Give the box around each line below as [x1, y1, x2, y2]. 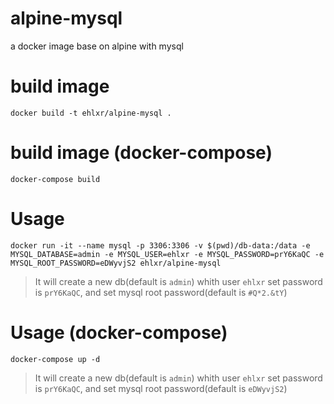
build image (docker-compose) [10, 142, 273, 164]
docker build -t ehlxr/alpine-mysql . [10, 108, 172, 118]
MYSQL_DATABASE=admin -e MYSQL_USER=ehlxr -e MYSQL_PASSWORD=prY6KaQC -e [10, 249, 325, 259]
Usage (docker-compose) [10, 321, 228, 344]
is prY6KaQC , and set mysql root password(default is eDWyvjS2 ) [34, 382, 288, 394]
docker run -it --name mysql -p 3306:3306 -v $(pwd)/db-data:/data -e [10, 240, 311, 251]
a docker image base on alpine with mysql [10, 40, 184, 52]
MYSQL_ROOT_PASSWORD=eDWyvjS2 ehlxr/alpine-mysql [10, 258, 222, 268]
